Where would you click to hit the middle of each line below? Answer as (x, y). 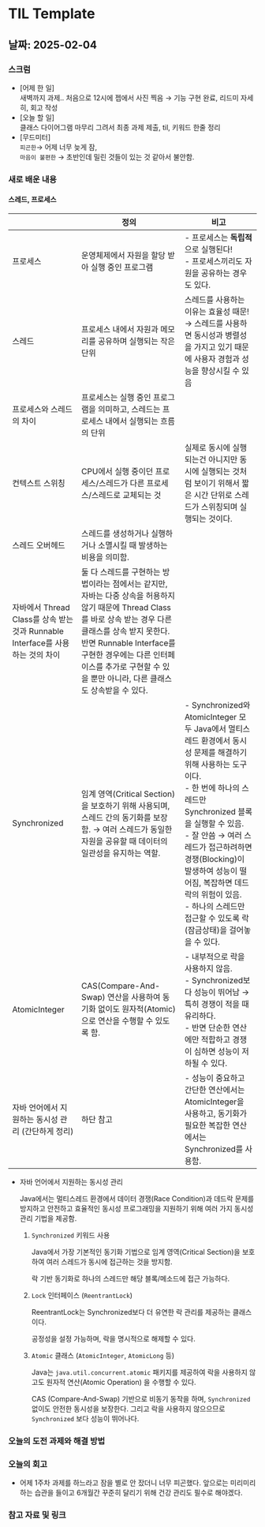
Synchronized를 (214, 1149)
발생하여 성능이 (211, 871)
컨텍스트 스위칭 (39, 483)
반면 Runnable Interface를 (129, 643)
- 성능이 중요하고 (215, 1078)
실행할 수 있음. (219, 823)
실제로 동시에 (207, 448)
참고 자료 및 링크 (37, 1515)
